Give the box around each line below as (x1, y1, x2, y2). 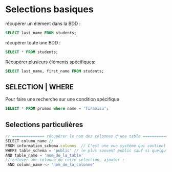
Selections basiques (5, 4, 94, 15)
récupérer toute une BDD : (5, 39, 61, 45)
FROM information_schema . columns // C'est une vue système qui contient (5, 143, 166, 149)
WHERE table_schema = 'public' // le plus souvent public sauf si (5, 148, 150, 153)
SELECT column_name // (5, 138, 54, 143)
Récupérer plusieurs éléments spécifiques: (5, 59, 96, 65)
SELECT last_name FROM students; (5, 30, 77, 35)
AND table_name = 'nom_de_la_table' (5, 153, 83, 158)
